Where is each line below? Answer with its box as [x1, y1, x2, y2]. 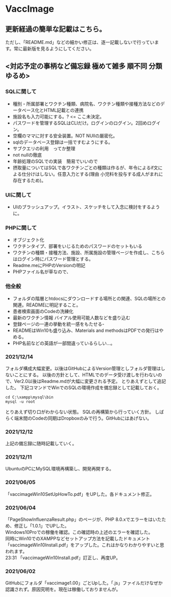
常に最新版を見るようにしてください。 [13, 45, 94, 52]
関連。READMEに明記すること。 [12, 302, 81, 308]
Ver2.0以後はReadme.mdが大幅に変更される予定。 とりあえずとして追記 [14, 378, 166, 384]
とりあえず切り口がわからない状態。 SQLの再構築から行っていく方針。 [5, 409, 154, 415]
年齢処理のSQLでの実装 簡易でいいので [12, 158, 98, 164]
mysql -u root [5, 399, 36, 404]
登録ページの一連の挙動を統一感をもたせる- [12, 321, 105, 327]
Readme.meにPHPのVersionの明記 [12, 262, 86, 269]
